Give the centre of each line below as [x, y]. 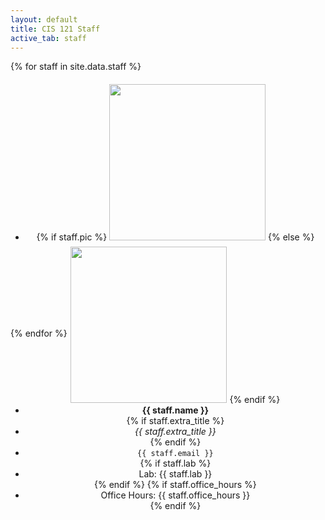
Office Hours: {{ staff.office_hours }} [175, 495]
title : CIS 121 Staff [55, 29]
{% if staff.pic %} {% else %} [175, 237]
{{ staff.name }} [175, 410]
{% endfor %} [39, 333]
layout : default [44, 19]
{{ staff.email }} [175, 454]
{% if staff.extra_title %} [175, 421]
